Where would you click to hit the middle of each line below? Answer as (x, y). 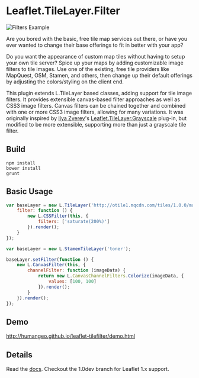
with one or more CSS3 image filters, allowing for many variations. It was (95, 112)
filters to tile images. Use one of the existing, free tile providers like (88, 69)
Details (19, 355)
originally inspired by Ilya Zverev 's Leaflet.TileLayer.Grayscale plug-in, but (97, 118)
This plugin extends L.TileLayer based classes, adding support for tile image (99, 93)
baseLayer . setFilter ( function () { (50, 259)
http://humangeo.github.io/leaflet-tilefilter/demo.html (70, 336)
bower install (24, 168)
